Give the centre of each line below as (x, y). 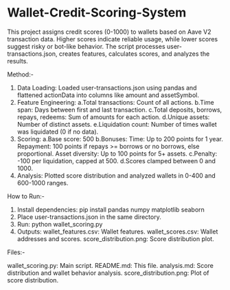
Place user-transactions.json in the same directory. (89, 217)
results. (18, 61)
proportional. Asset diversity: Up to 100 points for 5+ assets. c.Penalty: (117, 154)
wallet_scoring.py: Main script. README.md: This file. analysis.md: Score (111, 265)
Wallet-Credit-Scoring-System (97, 13)
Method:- (21, 74)
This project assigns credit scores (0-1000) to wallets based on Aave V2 (109, 32)
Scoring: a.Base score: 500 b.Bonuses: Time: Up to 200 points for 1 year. (120, 138)
